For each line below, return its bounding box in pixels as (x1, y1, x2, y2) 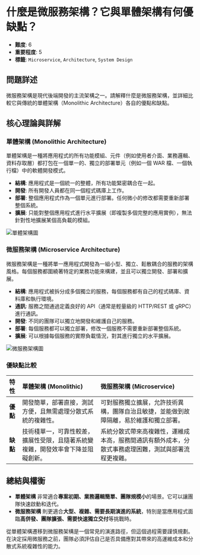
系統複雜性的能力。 (16, 543, 64, 550)
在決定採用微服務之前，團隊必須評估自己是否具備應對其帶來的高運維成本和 (6, 535, 188, 542)
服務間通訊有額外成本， (118, 436, 184, 445)
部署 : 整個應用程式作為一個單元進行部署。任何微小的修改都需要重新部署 (14, 194, 190, 202)
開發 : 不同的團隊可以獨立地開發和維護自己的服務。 (14, 317, 138, 324)
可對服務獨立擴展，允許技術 (100, 398, 178, 407)
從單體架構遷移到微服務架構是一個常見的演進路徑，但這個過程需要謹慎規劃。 (6, 528, 193, 535)
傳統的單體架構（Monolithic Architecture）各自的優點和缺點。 (21, 99, 173, 106)
